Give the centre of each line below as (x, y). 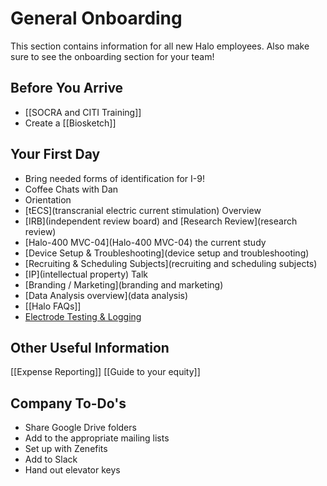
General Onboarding (96, 18)
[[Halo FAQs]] (53, 306)
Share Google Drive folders (80, 428)
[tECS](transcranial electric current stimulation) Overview (143, 210)
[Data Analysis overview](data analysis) (106, 295)
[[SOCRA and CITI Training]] (83, 112)
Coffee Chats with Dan (71, 189)
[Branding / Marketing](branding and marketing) (124, 284)
